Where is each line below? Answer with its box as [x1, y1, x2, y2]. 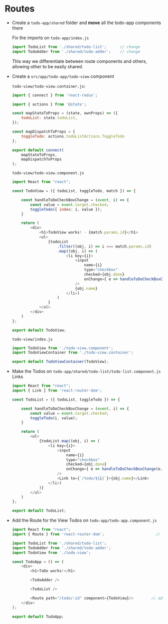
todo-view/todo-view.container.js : [12, 83, 86, 89]
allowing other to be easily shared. [12, 63, 83, 69]
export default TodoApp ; [12, 614, 64, 619]
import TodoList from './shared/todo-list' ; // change [12, 44, 140, 49]
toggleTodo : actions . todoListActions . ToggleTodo [21, 134, 125, 139]
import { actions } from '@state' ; [12, 101, 87, 107]
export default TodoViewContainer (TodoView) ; [12, 359, 109, 364]
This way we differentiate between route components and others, [12, 58, 147, 64]
